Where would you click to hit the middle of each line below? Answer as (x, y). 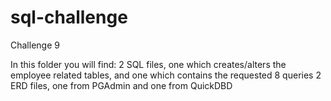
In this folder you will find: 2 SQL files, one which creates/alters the (148, 64)
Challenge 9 (35, 45)
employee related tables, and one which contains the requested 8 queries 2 (166, 75)
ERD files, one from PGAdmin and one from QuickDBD (121, 85)
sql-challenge (69, 17)
